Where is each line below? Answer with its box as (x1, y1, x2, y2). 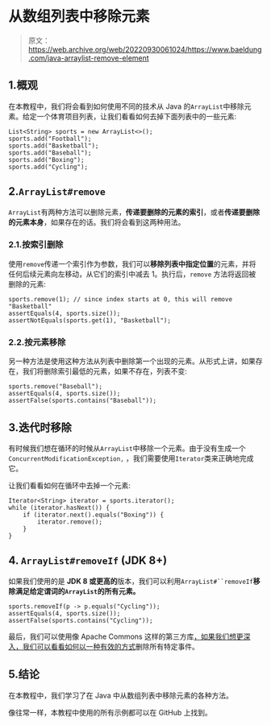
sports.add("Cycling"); (8, 163, 89, 171)
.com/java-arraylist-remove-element (27, 53, 149, 63)
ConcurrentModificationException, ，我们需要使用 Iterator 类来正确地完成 (8, 453, 254, 463)
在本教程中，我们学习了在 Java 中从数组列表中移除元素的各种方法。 (8, 690, 234, 700)
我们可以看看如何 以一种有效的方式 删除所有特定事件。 (22, 641, 199, 651)
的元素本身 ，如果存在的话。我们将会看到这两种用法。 (8, 217, 186, 226)
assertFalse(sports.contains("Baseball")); (8, 396, 157, 405)
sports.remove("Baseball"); (8, 383, 103, 391)
